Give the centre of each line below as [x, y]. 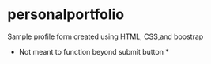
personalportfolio [66, 15]
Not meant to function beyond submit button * [94, 51]
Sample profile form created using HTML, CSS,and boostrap [105, 36]
